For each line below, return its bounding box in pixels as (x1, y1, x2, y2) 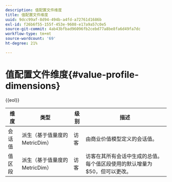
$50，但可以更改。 (85, 168, 132, 175)
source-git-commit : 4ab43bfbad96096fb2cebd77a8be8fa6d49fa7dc (5, 27, 141, 32)
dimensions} (5, 80, 60, 92)
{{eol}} (5, 97, 19, 103)
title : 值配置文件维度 (5, 12, 49, 17)
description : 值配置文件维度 (5, 7, 62, 13)
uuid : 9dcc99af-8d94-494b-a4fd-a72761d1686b (5, 17, 102, 22)
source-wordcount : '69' (5, 36, 56, 41)
